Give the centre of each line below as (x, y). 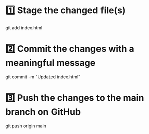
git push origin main (26, 126)
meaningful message (51, 63)
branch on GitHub (43, 112)
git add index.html (24, 27)
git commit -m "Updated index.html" (43, 77)
